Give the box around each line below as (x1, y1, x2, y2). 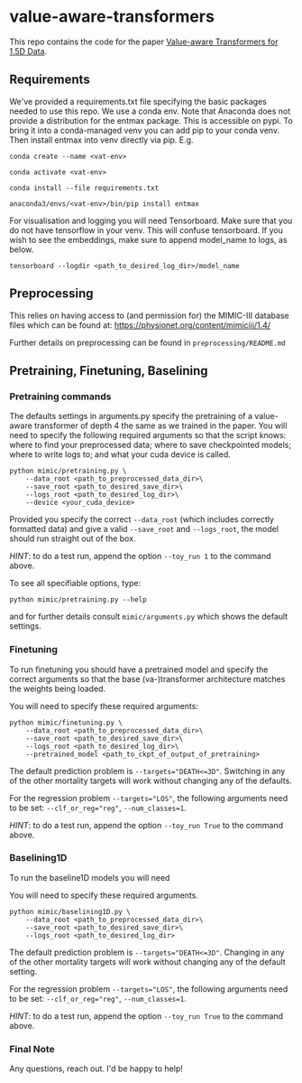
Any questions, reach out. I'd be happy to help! (9, 1063, 183, 1074)
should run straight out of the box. (9, 533, 136, 544)
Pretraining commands (9, 390, 112, 403)
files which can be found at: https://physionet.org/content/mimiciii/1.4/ (9, 319, 271, 331)
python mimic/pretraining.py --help (9, 595, 147, 604)
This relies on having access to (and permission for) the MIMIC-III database (9, 310, 290, 321)
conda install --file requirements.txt (9, 183, 160, 192)
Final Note (9, 1042, 56, 1055)
